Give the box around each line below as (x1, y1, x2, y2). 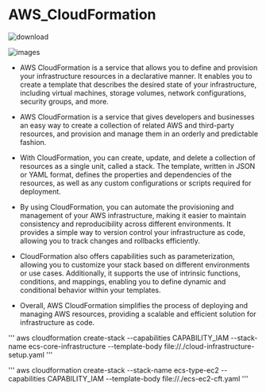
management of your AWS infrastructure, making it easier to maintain (19, 210, 247, 220)
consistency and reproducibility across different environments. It (19, 219, 232, 229)
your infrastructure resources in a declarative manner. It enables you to (19, 71, 253, 80)
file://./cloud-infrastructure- (164, 341, 255, 351)
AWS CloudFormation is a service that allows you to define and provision (19, 62, 258, 72)
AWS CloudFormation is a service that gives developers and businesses (19, 111, 256, 121)
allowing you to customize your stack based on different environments (19, 260, 250, 269)
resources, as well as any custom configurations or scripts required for (19, 178, 252, 188)
